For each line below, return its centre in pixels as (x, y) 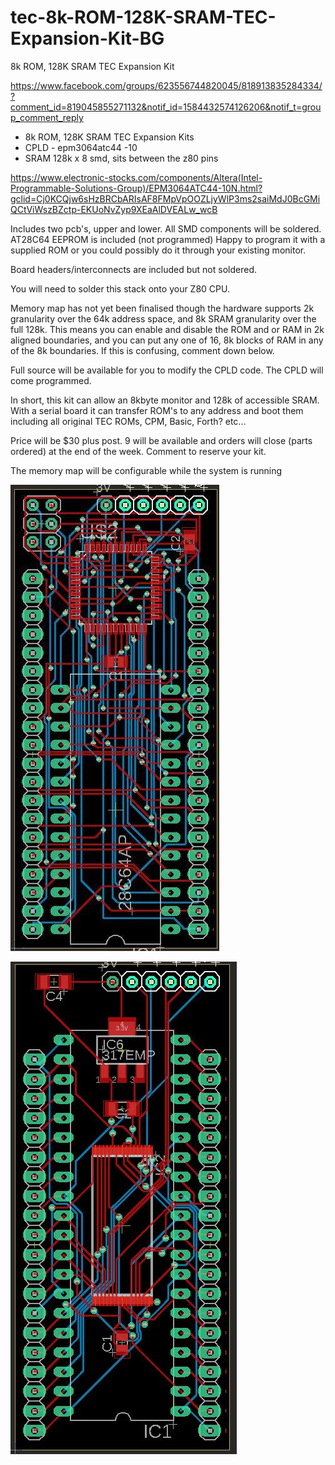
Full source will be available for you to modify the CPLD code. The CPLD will (167, 370)
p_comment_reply (47, 117)
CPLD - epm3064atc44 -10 (81, 147)
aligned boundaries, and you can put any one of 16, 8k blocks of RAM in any (167, 340)
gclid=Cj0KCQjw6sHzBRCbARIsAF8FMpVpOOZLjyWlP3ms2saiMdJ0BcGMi (165, 198)
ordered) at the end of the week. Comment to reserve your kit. (138, 451)
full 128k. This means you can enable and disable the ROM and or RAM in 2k (167, 329)
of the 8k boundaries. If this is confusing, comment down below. (142, 350)
